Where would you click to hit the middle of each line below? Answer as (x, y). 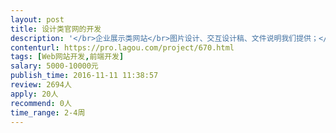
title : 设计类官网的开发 (56, 29)
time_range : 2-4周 (48, 112)
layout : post (37, 19)
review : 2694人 (41, 85)
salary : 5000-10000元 (54, 66)
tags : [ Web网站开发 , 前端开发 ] (67, 57)
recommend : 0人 (41, 103)
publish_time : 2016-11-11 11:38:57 (84, 76)
